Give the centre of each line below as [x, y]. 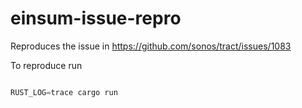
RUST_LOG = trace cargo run [64, 92]
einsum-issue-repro [96, 18]
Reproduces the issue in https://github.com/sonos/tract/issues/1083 [151, 46]
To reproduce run [46, 65]
